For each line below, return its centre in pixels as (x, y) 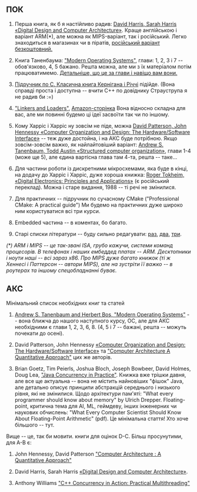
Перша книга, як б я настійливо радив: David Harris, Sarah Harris (96, 24)
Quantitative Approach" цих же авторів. (63, 357)
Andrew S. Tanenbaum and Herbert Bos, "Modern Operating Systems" (100, 314)
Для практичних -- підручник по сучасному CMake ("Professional (97, 198)
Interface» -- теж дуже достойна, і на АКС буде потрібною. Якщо (96, 138)
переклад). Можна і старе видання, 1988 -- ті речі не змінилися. (95, 187)
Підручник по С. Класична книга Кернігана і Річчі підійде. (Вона (95, 84)
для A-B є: (19, 442)
